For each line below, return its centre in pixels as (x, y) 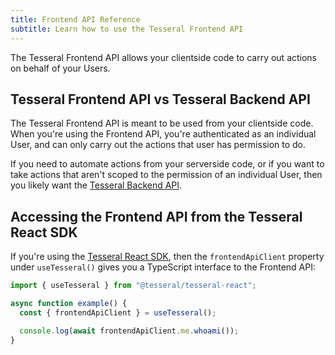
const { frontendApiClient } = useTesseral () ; (118, 312)
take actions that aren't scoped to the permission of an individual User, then (166, 175)
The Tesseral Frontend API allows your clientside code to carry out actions (164, 57)
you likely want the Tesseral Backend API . (96, 185)
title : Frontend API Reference (75, 19)
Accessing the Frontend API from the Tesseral (156, 216)
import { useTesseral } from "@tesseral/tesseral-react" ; (133, 286)
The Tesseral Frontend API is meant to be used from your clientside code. (162, 123)
